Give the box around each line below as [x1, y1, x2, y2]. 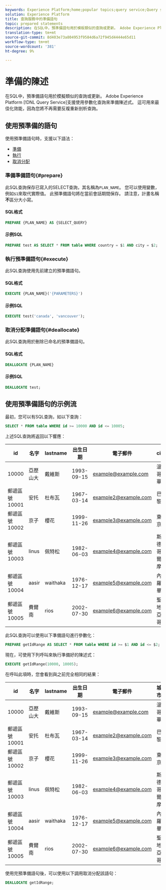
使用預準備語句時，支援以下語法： [5, 136, 75, 142]
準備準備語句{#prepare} [5, 172, 63, 179]
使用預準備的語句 [5, 121, 57, 130]
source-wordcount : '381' [5, 44, 56, 49]
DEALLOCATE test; [5, 385, 41, 390]
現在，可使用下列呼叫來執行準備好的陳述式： [5, 652, 96, 658]
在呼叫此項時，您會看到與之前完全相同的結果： [5, 672, 100, 678]
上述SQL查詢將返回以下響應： [5, 433, 66, 439]
